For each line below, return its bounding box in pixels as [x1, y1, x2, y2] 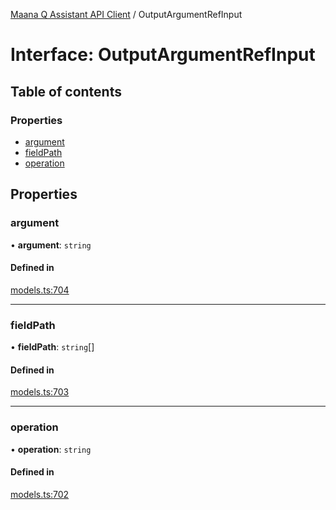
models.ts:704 [10, 284, 70, 296]
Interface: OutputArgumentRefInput [10, 44, 316, 66]
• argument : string [10, 239, 92, 251]
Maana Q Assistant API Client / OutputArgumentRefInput [10, 9, 243, 20]
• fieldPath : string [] [10, 341, 95, 353]
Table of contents [10, 83, 122, 100]
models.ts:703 [10, 386, 70, 398]
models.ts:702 [10, 488, 70, 500]
